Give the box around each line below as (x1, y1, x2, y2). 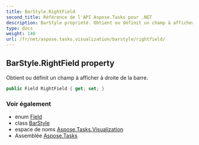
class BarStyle (14, 119, 50, 127)
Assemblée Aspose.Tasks (14, 132, 78, 139)
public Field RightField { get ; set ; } (6, 86, 105, 92)
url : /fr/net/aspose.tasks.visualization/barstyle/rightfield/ (6, 36, 166, 42)
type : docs (6, 25, 33, 31)
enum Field (14, 113, 43, 120)
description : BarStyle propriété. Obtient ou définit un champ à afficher (6, 20, 195, 26)
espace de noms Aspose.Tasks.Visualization (14, 125, 124, 133)
